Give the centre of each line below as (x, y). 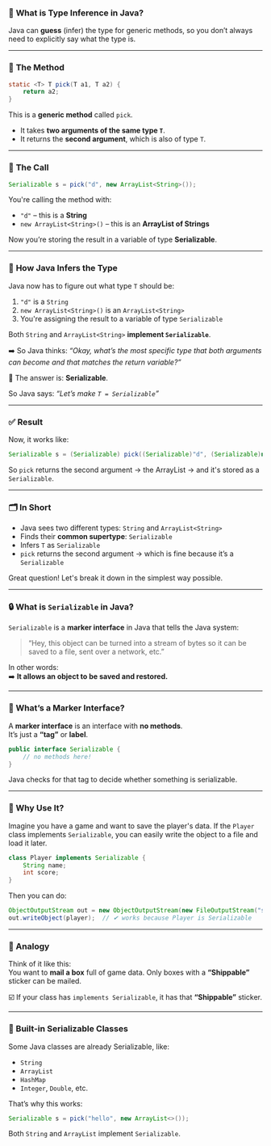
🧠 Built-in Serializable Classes (69, 1029)
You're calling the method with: (60, 200)
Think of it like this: (40, 964)
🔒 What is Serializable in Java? (71, 607)
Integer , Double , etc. (54, 1088)
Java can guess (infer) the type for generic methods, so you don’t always (131, 31)
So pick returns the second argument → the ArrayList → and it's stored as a (134, 470)
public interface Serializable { (65, 749)
